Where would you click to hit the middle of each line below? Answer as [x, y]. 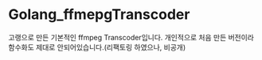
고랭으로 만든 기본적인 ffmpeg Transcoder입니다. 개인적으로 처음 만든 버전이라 [131, 37]
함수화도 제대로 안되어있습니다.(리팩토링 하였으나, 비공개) [97, 47]
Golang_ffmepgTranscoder [99, 15]
